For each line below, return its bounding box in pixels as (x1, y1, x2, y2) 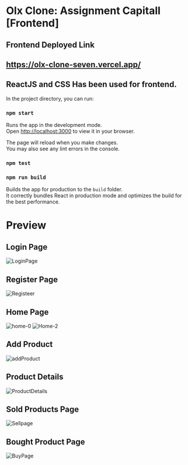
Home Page (6, 307, 49, 317)
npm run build (6, 174, 46, 181)
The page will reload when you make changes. (6, 139, 119, 146)
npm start (6, 109, 34, 116)
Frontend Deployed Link (6, 40, 95, 50)
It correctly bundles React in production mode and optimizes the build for (6, 192, 182, 199)
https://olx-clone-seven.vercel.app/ (6, 60, 141, 70)
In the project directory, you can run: (6, 95, 94, 102)
